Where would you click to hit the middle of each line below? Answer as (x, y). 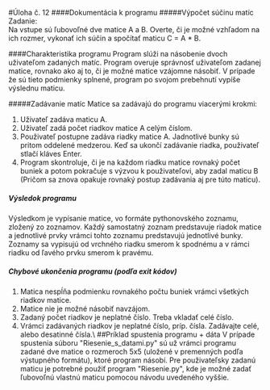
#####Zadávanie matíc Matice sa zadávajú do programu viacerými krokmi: (133, 104)
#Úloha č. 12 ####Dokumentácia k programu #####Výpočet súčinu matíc (131, 13)
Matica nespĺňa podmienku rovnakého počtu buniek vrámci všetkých (135, 291)
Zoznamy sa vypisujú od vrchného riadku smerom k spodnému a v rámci (129, 244)
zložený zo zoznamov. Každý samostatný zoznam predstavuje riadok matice (135, 227)
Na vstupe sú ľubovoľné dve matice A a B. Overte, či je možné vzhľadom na (134, 29)
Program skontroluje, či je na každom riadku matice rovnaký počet (130, 162)
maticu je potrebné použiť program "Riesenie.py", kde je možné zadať (136, 368)
